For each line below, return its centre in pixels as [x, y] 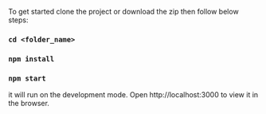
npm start [27, 78]
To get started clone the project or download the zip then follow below [123, 12]
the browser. [29, 104]
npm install [31, 59]
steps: [18, 20]
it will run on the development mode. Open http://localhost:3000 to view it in [133, 95]
